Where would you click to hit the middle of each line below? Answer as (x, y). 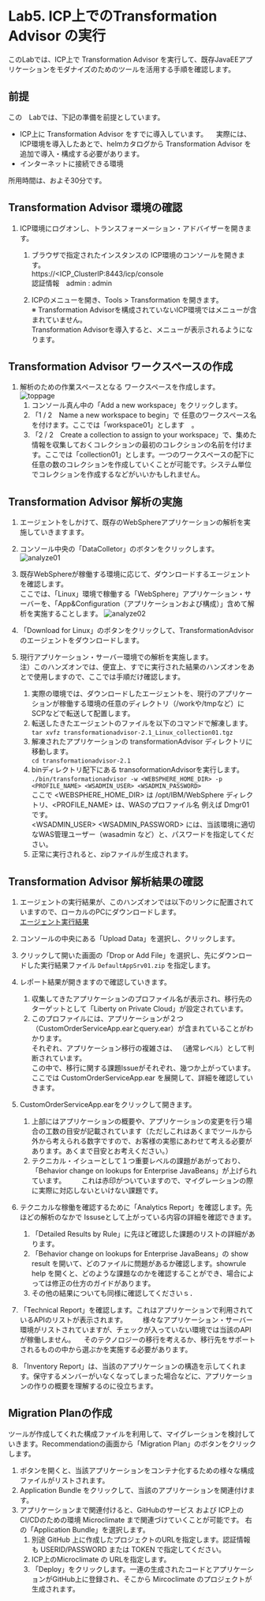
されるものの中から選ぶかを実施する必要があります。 (106, 1349)
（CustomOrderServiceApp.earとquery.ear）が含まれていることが (139, 1028)
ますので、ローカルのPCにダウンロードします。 (104, 912)
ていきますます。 (61, 532)
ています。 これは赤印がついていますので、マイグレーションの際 (142, 1181)
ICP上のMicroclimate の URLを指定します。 (101, 1559)
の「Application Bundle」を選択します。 (84, 1529)
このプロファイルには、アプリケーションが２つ (107, 1019)
